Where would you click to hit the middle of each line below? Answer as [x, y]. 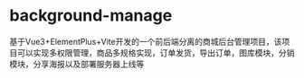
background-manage [91, 16]
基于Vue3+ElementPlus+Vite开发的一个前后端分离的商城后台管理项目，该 [146, 41]
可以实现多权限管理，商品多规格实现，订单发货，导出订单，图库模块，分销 [156, 52]
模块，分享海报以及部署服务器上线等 [77, 64]
